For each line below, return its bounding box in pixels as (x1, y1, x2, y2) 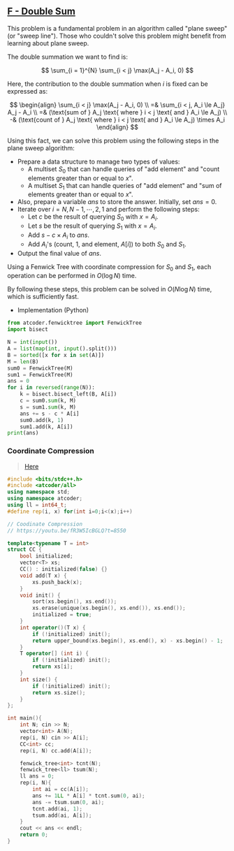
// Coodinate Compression (7, 521, 82, 528)
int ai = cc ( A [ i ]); (32, 786, 89, 793)
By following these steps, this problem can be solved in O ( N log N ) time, (7, 285, 212, 293)
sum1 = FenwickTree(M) (7, 371, 73, 378)
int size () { (20, 676, 58, 683)
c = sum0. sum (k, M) (20, 398, 77, 405)
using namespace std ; (7, 488, 71, 495)
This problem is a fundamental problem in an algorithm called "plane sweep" (7, 24, 228, 32)
